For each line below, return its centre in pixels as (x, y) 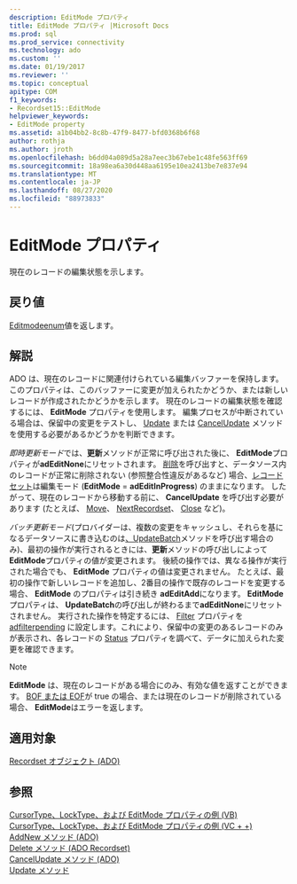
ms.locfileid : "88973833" (57, 199)
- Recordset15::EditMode (55, 108)
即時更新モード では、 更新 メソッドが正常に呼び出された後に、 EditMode (141, 453)
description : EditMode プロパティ (70, 17)
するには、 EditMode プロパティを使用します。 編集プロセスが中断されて (143, 412)
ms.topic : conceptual (49, 83)
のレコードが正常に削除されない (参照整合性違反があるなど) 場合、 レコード (146, 475)
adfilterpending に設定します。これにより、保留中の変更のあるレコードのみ (146, 627)
